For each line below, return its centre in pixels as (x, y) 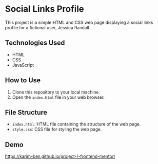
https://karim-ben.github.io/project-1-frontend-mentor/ (60, 156)
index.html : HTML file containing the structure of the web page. (76, 124)
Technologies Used (35, 43)
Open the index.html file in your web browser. (58, 97)
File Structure (26, 112)
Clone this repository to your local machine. (56, 92)
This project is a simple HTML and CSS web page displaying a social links (79, 22)
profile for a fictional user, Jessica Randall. (48, 27)
